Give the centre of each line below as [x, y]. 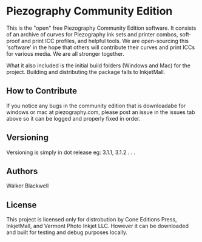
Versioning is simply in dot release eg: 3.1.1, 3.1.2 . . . [71, 152]
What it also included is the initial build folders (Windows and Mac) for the [99, 66]
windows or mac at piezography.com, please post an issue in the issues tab [101, 112]
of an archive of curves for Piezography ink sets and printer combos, [92, 34]
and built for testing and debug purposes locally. [67, 232]
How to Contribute [42, 91]
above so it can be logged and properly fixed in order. [73, 118]
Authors [22, 171]
